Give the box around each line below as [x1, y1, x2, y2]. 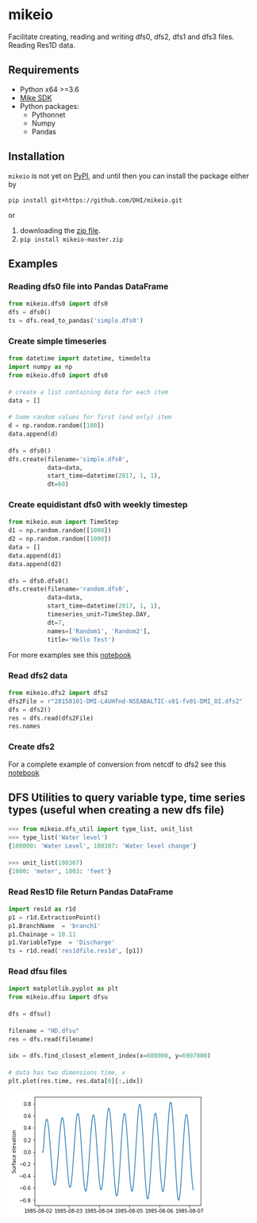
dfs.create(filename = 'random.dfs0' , [8, 585, 129, 593]
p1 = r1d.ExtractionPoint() [8, 913, 102, 922]
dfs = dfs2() [8, 705, 52, 713]
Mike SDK [19, 93, 52, 103]
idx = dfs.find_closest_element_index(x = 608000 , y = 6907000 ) [8, 1052, 212, 1060]
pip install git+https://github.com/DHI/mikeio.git [8, 196, 182, 204]
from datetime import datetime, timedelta [8, 355, 151, 363]
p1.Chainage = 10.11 [8, 930, 77, 938]
